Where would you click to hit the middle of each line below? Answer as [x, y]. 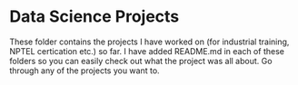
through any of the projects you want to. [85, 71]
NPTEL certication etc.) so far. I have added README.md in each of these [147, 51]
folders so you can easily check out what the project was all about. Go [141, 61]
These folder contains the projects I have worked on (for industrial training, [149, 42]
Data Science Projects [94, 17]
